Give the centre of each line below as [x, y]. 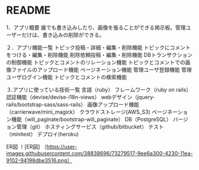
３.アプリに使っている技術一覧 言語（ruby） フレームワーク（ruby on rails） [99, 89]
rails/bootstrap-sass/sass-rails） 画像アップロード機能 [73, 104]
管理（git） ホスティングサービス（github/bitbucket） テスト [90, 126]
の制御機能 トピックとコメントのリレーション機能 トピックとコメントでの [96, 62]
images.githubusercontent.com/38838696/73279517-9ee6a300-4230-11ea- [99, 153]
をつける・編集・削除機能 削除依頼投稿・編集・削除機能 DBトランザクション [99, 54]
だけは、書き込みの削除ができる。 [63, 35]
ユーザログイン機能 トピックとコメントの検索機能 [67, 77]
